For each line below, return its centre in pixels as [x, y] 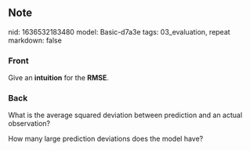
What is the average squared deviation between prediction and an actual [125, 115]
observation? [29, 123]
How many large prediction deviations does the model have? [106, 139]
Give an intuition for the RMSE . [59, 78]
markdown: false [35, 40]
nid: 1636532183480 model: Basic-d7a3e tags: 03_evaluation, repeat [119, 31]
